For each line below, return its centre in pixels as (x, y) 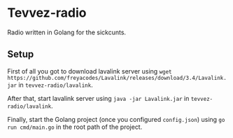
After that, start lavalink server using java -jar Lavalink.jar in (98, 98)
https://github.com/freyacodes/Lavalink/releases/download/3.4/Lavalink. (117, 78)
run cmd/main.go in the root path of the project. (75, 127)
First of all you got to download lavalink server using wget (90, 71)
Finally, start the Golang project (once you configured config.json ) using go (116, 119)
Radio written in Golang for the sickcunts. (67, 32)
